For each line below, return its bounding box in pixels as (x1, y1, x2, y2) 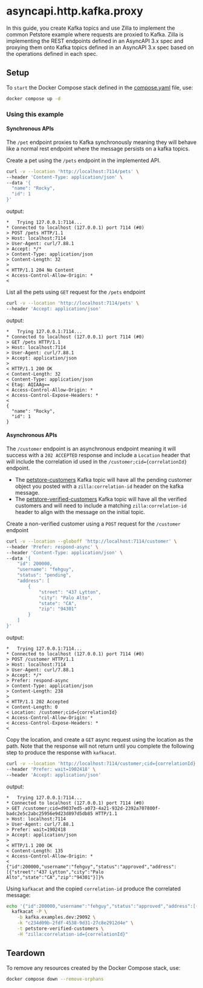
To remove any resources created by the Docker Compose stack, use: (6, 964, 181, 972)
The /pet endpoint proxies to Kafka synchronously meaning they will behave (6, 138, 197, 146)
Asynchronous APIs (6, 431, 57, 439)
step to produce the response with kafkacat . (6, 748, 117, 756)
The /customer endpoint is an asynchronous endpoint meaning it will (6, 445, 176, 452)
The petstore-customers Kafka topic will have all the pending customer (14, 476, 192, 483)
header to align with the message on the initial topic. (14, 508, 146, 515)
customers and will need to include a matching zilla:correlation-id (14, 502, 187, 509)
